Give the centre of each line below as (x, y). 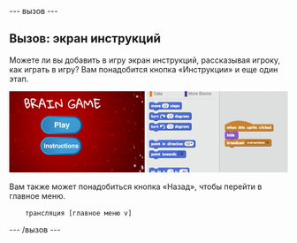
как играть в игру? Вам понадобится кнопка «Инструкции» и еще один (144, 69)
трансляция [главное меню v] (79, 213)
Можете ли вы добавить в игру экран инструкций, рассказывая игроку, (145, 60)
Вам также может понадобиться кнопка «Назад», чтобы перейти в (136, 186)
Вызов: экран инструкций (85, 38)
